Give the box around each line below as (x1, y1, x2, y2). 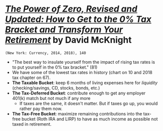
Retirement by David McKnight (5, 35, 132, 46)
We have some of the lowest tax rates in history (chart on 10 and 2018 (12, 69, 153, 75)
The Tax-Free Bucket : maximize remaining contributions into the (12, 111, 143, 116)
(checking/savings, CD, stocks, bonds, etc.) (12, 85, 100, 91)
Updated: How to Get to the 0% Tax (5, 14, 152, 25)
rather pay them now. (19, 106, 62, 112)
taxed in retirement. (12, 121, 52, 127)
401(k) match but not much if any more (12, 95, 91, 101)
